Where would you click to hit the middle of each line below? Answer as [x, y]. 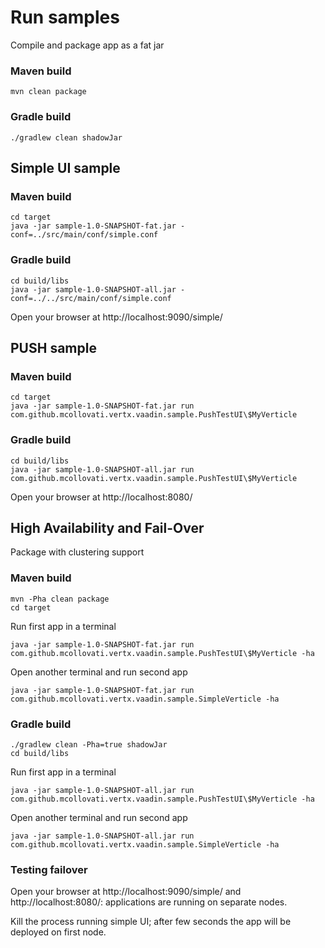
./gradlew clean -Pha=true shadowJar [89, 744]
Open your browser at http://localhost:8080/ [101, 497]
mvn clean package [48, 92]
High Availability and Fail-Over [107, 527]
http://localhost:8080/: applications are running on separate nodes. [149, 902]
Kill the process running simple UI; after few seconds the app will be [151, 922]
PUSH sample [53, 347]
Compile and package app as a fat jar [87, 45]
